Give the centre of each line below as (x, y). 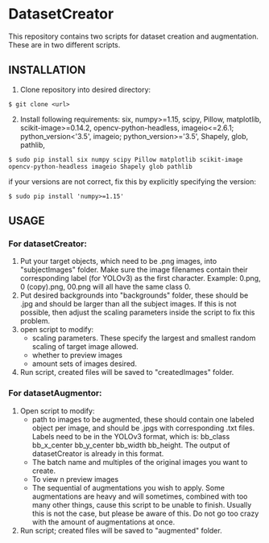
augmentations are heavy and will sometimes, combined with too (140, 496)
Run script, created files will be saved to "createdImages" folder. (127, 372)
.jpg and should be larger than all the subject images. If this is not (128, 304)
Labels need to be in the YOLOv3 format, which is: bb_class (131, 436)
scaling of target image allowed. (85, 347)
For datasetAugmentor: (55, 393)
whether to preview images (77, 356)
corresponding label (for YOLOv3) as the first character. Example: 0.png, (140, 278)
